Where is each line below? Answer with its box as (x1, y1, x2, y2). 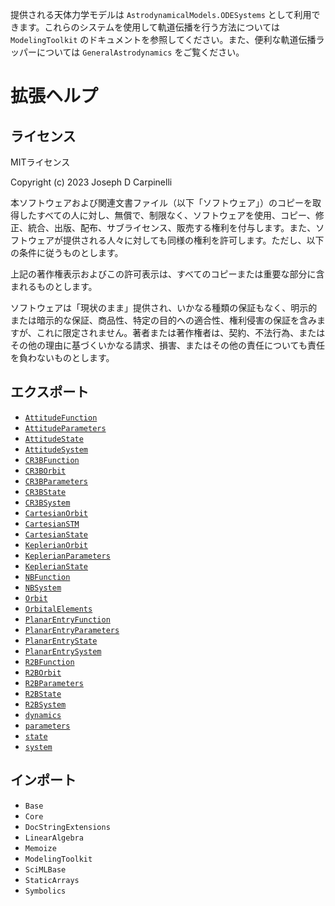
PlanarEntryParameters (24, 625, 120, 635)
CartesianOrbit (24, 508, 89, 518)
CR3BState (24, 487, 67, 497)
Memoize (24, 843, 57, 853)
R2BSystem (24, 699, 67, 710)
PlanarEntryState (24, 636, 98, 646)
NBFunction (24, 572, 71, 582)
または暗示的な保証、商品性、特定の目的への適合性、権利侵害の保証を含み (10, 314, 317, 326)
